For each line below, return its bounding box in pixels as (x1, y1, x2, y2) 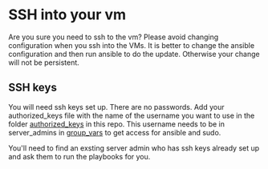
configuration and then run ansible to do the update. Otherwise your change (8, 49, 260, 58)
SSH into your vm (8, 6, 127, 24)
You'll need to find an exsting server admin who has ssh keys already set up (8, 143, 260, 153)
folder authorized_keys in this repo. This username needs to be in (8, 119, 225, 129)
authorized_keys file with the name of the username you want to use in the (8, 111, 255, 120)
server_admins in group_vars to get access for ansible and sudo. (8, 127, 221, 137)
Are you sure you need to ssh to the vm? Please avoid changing (8, 32, 219, 42)
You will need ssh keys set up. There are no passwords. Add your (8, 102, 225, 111)
